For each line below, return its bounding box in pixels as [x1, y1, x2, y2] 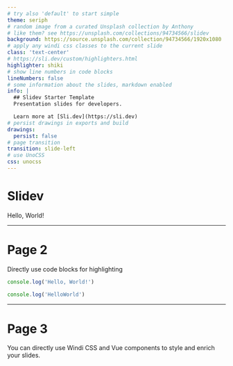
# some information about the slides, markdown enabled [7, 81, 172, 88]
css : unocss [7, 158, 42, 165]
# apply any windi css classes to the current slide [7, 42, 163, 49]
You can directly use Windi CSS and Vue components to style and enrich [7, 344, 215, 352]
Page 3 [7, 321, 49, 337]
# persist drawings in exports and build [7, 119, 129, 126]
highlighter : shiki [7, 62, 64, 69]
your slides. [7, 351, 40, 360]
